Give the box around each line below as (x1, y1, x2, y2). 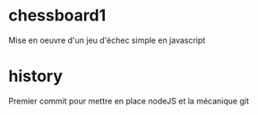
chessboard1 (8, 5, 107, 26)
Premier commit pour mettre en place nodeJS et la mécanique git (8, 95, 250, 106)
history (8, 66, 64, 86)
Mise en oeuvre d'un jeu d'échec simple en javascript (8, 35, 206, 45)
